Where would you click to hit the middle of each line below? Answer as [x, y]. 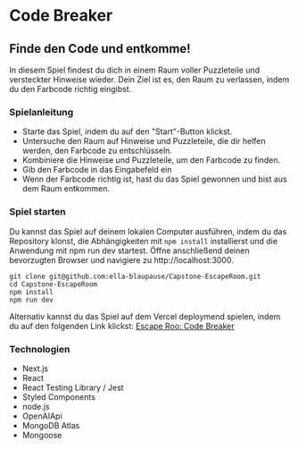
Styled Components [59, 397]
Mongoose [42, 435]
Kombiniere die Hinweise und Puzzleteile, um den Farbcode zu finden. [151, 160]
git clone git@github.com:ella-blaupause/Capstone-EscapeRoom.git [135, 276]
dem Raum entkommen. [66, 189]
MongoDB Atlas [51, 425]
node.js [36, 406]
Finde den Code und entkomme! [100, 49]
